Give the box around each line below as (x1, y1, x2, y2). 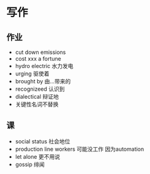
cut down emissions (15, 48, 66, 56)
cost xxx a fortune (15, 55, 61, 62)
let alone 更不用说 (15, 153, 60, 160)
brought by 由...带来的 (15, 78, 71, 85)
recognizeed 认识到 (15, 85, 65, 93)
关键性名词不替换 (15, 100, 59, 108)
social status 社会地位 (15, 137, 70, 145)
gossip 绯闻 (15, 161, 45, 168)
